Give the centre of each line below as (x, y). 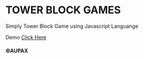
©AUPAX (17, 50)
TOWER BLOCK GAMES (63, 10)
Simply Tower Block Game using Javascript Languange (72, 26)
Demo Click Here (26, 37)
